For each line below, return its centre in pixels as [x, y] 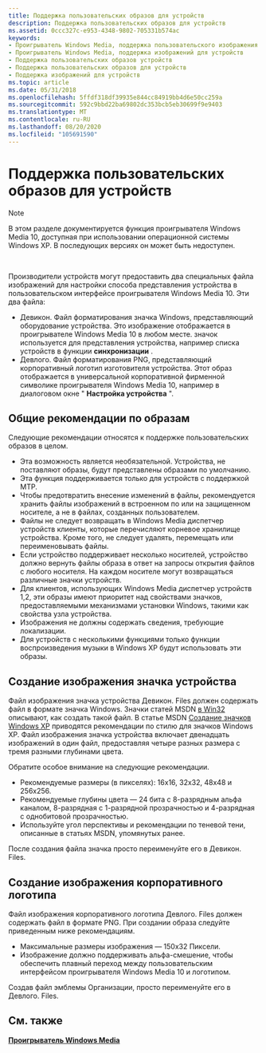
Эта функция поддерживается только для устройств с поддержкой [134, 479]
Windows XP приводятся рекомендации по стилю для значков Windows [131, 726]
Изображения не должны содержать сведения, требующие [122, 622]
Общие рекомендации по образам [99, 418]
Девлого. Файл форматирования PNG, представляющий [116, 359]
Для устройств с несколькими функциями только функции [120, 640]
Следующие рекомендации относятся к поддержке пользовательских [129, 438]
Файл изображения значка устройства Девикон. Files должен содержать [133, 701]
